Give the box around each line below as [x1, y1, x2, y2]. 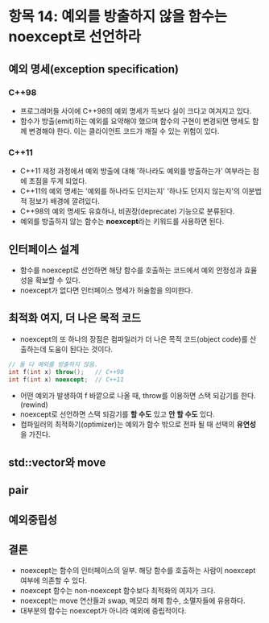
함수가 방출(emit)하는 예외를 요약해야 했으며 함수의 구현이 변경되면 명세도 [19, 116, 251, 126]
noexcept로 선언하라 [8, 27, 141, 46]
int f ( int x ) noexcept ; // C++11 [8, 376, 125, 384]
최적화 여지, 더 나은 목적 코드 [8, 311, 142, 325]
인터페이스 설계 [8, 243, 80, 256]
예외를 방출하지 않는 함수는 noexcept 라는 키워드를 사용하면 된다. [19, 217, 225, 226]
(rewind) [19, 400, 48, 409]
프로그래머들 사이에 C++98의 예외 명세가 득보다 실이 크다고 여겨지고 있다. [19, 106, 252, 115]
